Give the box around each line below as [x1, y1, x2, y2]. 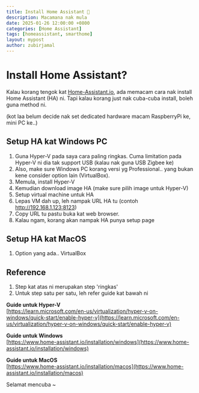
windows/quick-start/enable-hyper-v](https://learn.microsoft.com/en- [6, 314, 180, 321]
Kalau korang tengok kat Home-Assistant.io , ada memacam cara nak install [6, 88, 192, 95]
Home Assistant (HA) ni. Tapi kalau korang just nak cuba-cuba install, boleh [6, 94, 194, 102]
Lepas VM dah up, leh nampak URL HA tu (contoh [14, 197, 138, 205]
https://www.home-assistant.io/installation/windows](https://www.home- [8, 338, 189, 346]
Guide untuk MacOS [6, 356, 58, 364]
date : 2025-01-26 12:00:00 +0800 [6, 20, 90, 26]
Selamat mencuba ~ [6, 381, 56, 388]
